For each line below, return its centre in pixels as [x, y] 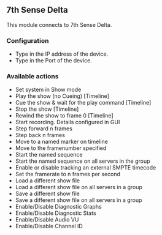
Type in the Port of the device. [53, 61]
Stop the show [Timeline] [47, 109]
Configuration [28, 40]
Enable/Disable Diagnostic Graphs [59, 207]
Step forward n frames [44, 129]
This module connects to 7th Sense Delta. [59, 24]
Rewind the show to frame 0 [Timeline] [64, 116]
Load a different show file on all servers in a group [79, 187]
